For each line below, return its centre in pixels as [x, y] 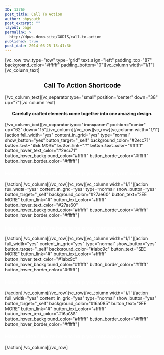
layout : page [18, 28]
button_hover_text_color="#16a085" [42, 313]
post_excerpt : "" [23, 23]
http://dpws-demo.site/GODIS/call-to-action [56, 37]
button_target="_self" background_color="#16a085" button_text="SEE [76, 303]
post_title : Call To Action [34, 14]
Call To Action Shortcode [82, 86]
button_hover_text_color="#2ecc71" [41, 150]
